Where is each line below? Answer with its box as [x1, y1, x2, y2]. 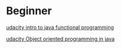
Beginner [6, 4, 52, 18]
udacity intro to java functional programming [6, 24, 114, 31]
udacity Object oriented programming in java [6, 35, 115, 42]
